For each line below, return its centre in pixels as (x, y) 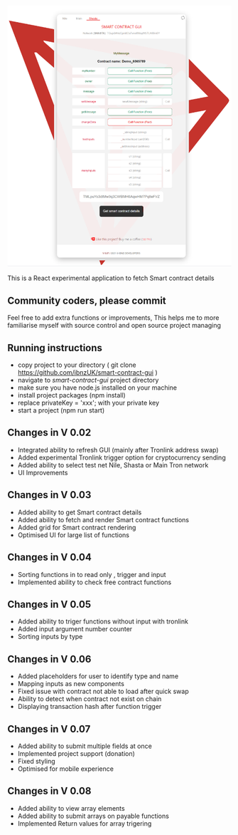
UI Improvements (43, 472)
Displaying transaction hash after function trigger (90, 707)
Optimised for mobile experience (65, 769)
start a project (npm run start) (61, 410)
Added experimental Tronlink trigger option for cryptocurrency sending (121, 457)
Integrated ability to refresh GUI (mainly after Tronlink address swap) (118, 450)
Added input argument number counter (75, 629)
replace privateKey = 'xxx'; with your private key (88, 403)
